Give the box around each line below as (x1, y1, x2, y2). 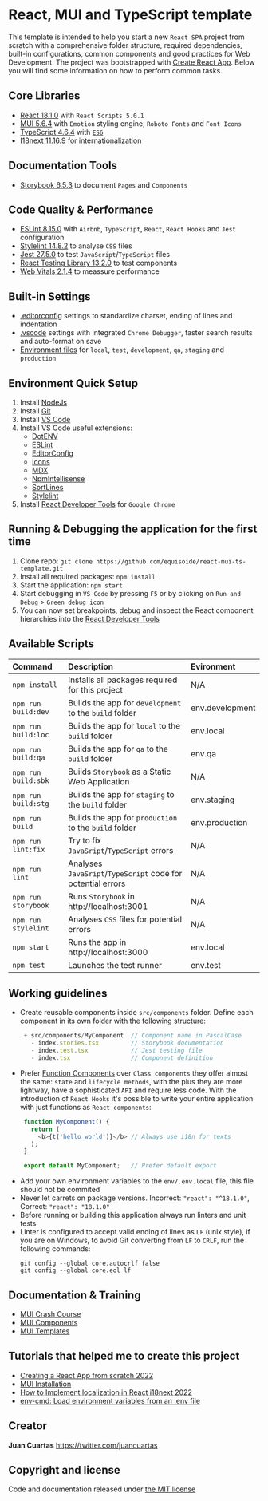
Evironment (191, 661, 236, 672)
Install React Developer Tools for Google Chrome (19, 500, 175, 508)
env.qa (191, 748, 217, 759)
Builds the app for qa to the (67, 743, 169, 754)
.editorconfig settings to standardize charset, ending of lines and (19, 311, 233, 321)
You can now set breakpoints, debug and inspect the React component (19, 605, 254, 615)
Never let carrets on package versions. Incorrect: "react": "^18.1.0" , (19, 1193, 250, 1203)
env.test (191, 959, 221, 970)
